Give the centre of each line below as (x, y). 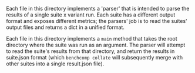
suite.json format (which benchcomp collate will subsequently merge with (95, 57)
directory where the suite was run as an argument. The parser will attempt (96, 45)
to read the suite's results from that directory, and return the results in (90, 51)
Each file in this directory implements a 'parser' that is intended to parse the (98, 9)
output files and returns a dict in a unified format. (65, 27)
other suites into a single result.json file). (55, 64)
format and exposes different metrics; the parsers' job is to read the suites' (97, 21)
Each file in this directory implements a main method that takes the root (92, 39)
